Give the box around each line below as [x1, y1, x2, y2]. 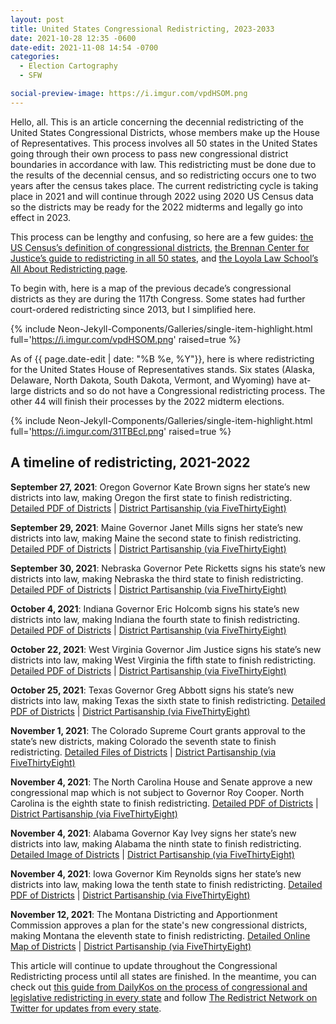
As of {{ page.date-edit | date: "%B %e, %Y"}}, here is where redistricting [10, 352, 315, 365]
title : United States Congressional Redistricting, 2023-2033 [10, 24, 275, 34]
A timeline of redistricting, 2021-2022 [10, 454, 251, 471]
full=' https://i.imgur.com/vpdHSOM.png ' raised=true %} [10, 333, 242, 345]
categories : [10, 52, 60, 62]
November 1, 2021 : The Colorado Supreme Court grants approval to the [10, 724, 306, 736]
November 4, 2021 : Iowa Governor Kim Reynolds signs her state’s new [10, 867, 302, 880]
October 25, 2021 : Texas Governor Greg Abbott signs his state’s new [10, 684, 295, 696]
